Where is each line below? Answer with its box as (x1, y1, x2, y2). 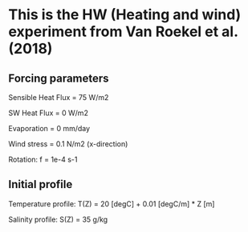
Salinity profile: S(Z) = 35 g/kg (8, 214, 108, 224)
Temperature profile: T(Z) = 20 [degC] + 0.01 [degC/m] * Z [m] (8, 198, 215, 209)
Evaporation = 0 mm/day (8, 124, 91, 133)
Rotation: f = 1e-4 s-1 (8, 154, 78, 164)
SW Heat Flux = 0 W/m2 (8, 108, 88, 118)
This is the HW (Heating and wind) (8, 6, 242, 24)
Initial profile (8, 178, 73, 191)
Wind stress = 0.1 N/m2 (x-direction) (8, 139, 128, 149)
